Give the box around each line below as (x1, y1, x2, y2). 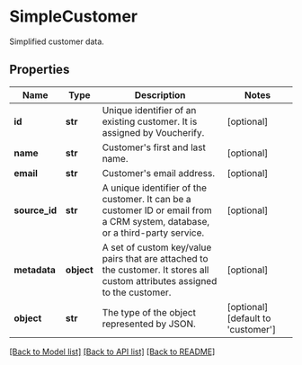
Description (134, 88, 186, 101)
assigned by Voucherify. (102, 126, 205, 138)
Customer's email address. (102, 166, 216, 179)
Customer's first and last (102, 141, 207, 154)
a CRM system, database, (102, 215, 210, 227)
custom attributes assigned (102, 274, 218, 287)
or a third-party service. (102, 227, 205, 239)
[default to (226, 312, 271, 325)
